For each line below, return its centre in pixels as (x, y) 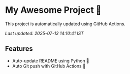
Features (19, 49)
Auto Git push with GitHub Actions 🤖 (49, 66)
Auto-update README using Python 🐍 (51, 61)
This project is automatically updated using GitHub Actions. (65, 24)
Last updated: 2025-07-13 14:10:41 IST (44, 33)
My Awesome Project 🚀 (53, 10)
